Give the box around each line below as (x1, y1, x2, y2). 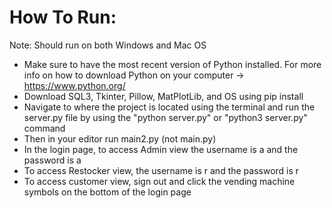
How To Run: (9, 6, 117, 29)
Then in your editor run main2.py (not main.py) (23, 132, 217, 145)
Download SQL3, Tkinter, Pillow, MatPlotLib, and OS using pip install (23, 90, 304, 102)
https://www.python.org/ (23, 79, 126, 91)
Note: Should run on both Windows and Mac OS (9, 39, 207, 51)
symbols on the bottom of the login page (23, 186, 192, 198)
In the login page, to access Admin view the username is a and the (23, 143, 299, 155)
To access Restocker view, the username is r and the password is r (23, 164, 300, 176)
